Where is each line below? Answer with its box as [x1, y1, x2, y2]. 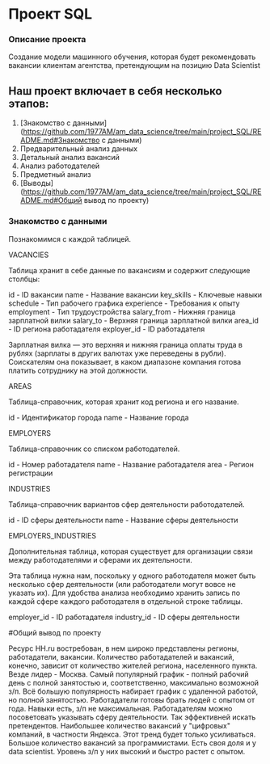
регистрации [8, 468, 53, 478]
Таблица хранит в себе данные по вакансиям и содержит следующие [8, 265, 251, 275]
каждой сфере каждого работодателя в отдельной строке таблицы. [8, 596, 243, 606]
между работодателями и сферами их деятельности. [8, 555, 192, 564]
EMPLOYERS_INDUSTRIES [8, 530, 97, 540]
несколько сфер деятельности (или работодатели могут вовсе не [8, 579, 236, 589]
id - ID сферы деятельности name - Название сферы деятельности [8, 515, 238, 525]
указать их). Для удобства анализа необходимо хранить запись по [8, 588, 241, 597]
